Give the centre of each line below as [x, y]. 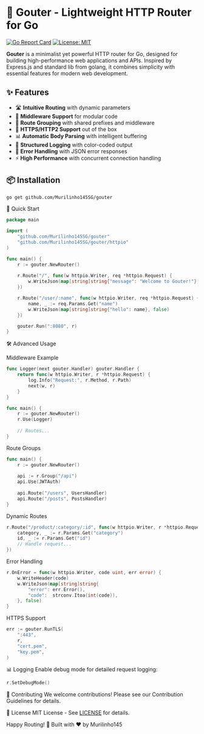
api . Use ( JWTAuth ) [39, 482]
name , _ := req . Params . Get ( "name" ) [73, 303]
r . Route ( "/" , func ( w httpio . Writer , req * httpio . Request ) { [95, 276]
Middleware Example [32, 358]
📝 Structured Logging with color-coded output [74, 145]
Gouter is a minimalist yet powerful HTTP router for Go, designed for [92, 54]
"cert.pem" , [32, 646]
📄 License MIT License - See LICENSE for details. [68, 713]
